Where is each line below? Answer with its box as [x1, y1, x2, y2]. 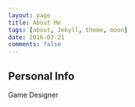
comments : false [8, 41, 61, 48]
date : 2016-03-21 [8, 33, 65, 41]
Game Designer [8, 90, 59, 99]
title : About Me [8, 19, 61, 27]
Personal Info [8, 70, 75, 83]
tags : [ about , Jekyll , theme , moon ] [8, 26, 128, 34]
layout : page [8, 11, 51, 20]
